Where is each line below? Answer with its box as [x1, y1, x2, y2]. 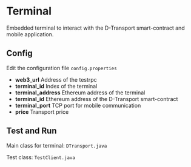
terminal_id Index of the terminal [15, 82, 98, 90]
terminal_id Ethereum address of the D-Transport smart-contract [15, 95, 178, 102]
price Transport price [15, 108, 69, 116]
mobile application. [6, 30, 54, 38]
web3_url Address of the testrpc [15, 76, 97, 83]
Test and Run [6, 126, 57, 136]
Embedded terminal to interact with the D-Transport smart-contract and [6, 24, 185, 31]
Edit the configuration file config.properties [6, 64, 117, 71]
